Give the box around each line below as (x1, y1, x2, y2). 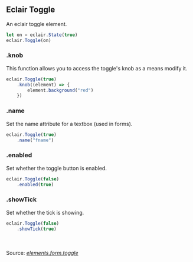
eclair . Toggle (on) (6, 37, 51, 43)
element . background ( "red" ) (27, 87, 94, 93)
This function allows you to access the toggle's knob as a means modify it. (6, 64, 188, 72)
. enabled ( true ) (17, 182, 54, 187)
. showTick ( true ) (17, 226, 57, 232)
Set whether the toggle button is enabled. (6, 164, 107, 172)
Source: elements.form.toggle (6, 249, 78, 256)
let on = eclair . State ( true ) (6, 32, 78, 38)
